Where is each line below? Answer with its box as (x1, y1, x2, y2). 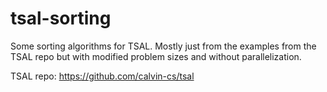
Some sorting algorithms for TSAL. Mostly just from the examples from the (10, 40, 317, 52)
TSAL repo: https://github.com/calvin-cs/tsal (10, 70, 195, 82)
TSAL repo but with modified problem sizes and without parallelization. (10, 50, 302, 62)
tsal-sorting (10, 7, 112, 30)
